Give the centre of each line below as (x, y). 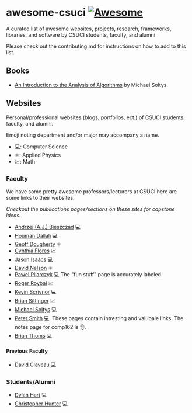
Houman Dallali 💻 (36, 235)
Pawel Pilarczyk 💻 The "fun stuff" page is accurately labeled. (88, 274)
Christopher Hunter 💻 (41, 404)
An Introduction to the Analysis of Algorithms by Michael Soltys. (91, 85)
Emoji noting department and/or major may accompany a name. (83, 135)
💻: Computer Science (41, 147)
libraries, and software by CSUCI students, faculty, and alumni (81, 34)
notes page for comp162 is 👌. (50, 327)
